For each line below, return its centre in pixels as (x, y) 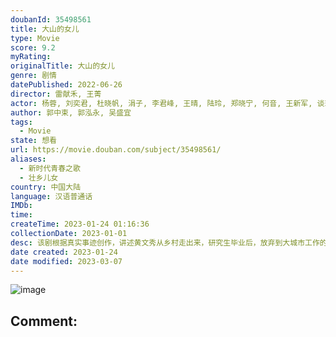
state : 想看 (33, 141)
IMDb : (21, 206)
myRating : (31, 57)
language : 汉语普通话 (51, 196)
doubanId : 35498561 (51, 19)
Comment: (44, 321)
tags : (21, 122)
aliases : (28, 159)
